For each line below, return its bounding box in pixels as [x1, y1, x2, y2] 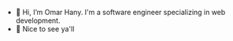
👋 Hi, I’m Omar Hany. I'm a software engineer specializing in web [15, 8, 226, 17]
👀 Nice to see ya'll [15, 24, 75, 33]
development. [15, 16, 61, 25]
